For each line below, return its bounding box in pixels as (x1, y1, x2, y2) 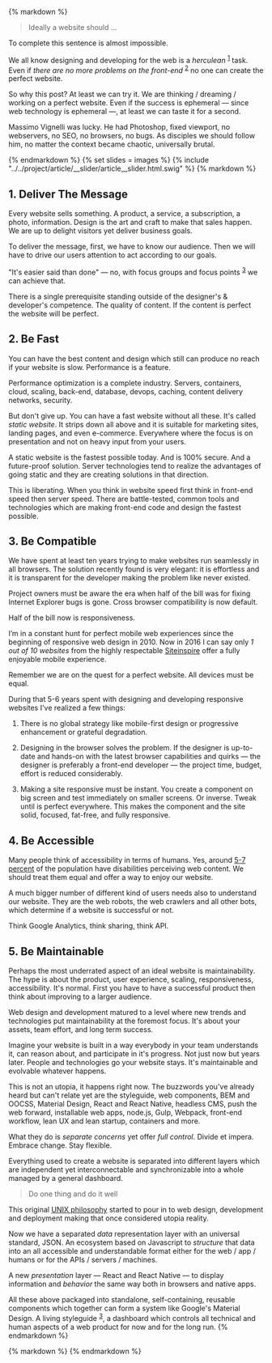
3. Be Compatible (8, 534, 97, 548)
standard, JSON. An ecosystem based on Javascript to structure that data (8, 1238, 255, 1247)
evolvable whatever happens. (8, 1066, 107, 1076)
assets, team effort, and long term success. (8, 1025, 154, 1034)
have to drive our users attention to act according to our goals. (8, 250, 217, 260)
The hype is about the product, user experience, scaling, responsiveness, (8, 974, 253, 984)
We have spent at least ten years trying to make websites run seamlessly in (8, 556, 259, 566)
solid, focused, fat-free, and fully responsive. (19, 810, 171, 820)
